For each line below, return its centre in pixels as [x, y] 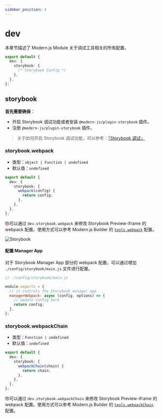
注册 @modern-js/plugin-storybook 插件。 [53, 128]
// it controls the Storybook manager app [53, 291]
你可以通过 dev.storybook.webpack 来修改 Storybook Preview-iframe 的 [76, 223]
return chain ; [37, 370]
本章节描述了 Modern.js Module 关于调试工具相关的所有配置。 [67, 48]
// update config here [37, 300]
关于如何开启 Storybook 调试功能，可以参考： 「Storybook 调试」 [81, 138]
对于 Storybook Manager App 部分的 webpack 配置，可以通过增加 [71, 262]
